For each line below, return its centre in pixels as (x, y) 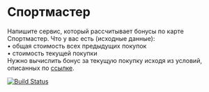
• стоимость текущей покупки (52, 53)
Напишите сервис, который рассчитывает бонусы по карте (96, 31)
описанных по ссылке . (41, 68)
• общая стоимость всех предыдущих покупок (77, 46)
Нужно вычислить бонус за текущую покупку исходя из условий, (104, 60)
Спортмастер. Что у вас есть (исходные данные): (81, 38)
